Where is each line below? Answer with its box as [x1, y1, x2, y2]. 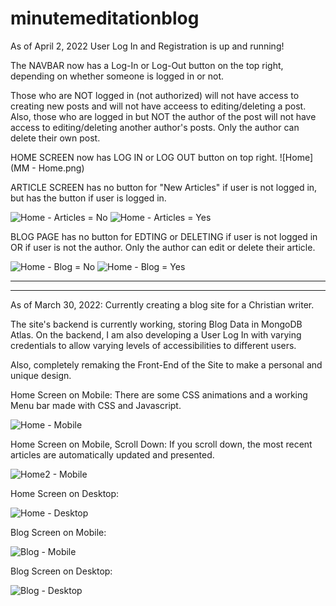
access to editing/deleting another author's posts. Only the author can [10, 121, 300, 133]
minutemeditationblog [10, 7, 200, 30]
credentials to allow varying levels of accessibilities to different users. [10, 339, 297, 351]
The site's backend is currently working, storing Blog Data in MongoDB [10, 318, 303, 330]
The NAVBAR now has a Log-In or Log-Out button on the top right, [10, 59, 284, 71]
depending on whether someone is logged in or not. [10, 70, 225, 82]
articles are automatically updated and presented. [10, 448, 215, 461]
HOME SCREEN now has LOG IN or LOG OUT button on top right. [10, 151, 278, 163]
